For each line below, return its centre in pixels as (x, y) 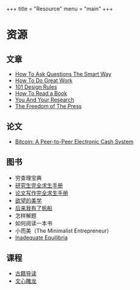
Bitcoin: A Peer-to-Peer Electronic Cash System (74, 141)
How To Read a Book (41, 93)
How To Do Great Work (44, 80)
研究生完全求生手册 (39, 185)
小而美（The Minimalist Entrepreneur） (63, 230)
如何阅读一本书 (33, 223)
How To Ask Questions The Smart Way (63, 74)
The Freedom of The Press (48, 106)
